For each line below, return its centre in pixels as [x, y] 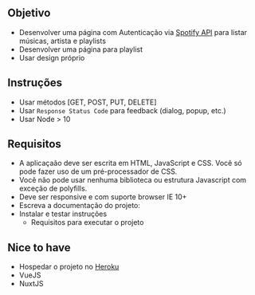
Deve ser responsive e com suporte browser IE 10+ [103, 197]
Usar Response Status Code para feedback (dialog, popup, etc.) [122, 110]
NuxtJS [31, 284]
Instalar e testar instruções [63, 214]
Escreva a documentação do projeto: [80, 206]
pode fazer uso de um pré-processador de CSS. [98, 171]
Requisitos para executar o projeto [87, 222]
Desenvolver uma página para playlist [80, 49]
